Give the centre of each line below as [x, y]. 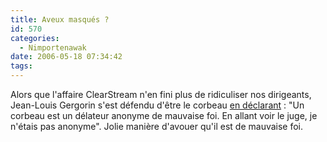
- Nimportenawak [53, 47]
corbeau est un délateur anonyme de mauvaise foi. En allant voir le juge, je [164, 115]
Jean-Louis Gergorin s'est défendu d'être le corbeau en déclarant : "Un [157, 105]
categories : [35, 38]
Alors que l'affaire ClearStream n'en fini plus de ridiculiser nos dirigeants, [161, 94]
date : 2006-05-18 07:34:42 [66, 57]
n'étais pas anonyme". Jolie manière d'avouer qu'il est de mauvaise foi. [157, 126]
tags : [21, 66]
